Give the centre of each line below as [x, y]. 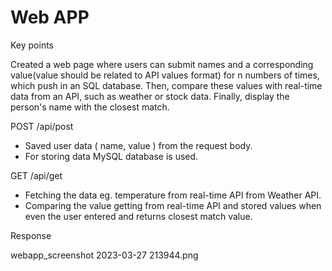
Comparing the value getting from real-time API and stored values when [173, 205]
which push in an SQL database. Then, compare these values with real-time [166, 85]
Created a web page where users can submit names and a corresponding [162, 64]
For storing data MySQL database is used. [111, 156]
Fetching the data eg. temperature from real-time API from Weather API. [173, 195]
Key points [32, 45]
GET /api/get [36, 175]
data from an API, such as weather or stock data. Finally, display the [150, 96]
